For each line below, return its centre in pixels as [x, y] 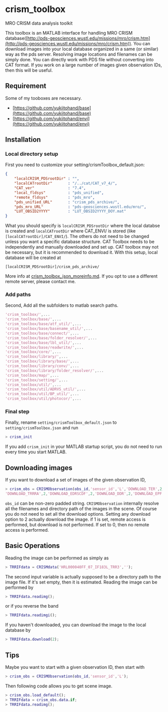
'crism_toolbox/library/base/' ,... [42, 362]
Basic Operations [32, 546]
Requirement [26, 86]
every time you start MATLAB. [36, 452]
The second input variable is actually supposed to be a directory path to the [83, 576]
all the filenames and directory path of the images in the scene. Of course [81, 509]
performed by [19, 587]
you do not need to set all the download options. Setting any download [78, 514]
